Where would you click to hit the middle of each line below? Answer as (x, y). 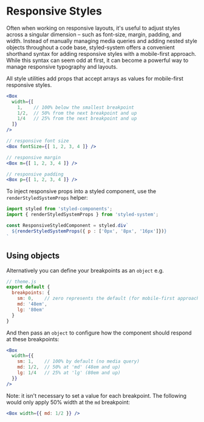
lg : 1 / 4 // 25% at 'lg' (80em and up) (69, 373)
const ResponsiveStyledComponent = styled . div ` (68, 226)
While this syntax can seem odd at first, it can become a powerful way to (97, 60)
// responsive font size (38, 141)
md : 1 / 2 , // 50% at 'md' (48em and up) (69, 367)
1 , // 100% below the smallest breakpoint (76, 107)
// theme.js (21, 281)
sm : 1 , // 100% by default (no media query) (78, 362)
